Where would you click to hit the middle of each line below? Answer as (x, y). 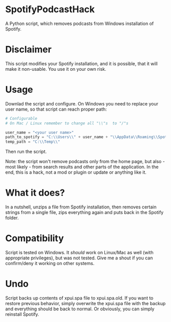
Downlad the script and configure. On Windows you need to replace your (82, 103)
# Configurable (21, 118)
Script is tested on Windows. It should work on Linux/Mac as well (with (79, 253)
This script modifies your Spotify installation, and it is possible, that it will (81, 63)
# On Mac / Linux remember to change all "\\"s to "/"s (67, 123)
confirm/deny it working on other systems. (50, 263)
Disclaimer (28, 50)
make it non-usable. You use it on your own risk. (56, 69)
